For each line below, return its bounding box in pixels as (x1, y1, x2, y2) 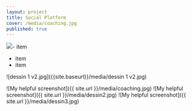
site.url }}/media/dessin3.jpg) (6, 98, 79, 105)
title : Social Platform (6, 15, 67, 21)
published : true (6, 25, 47, 32)
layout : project (6, 8, 47, 15)
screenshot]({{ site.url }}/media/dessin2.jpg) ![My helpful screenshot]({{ (6, 92, 187, 99)
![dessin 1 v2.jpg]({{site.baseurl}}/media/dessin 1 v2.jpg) (6, 73, 147, 81)
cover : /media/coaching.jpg (6, 20, 78, 26)
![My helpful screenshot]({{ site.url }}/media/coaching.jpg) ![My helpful (6, 85, 184, 92)
